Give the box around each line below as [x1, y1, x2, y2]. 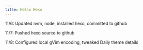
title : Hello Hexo [5, 7, 42, 12]
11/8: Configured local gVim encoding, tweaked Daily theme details [5, 39, 139, 45]
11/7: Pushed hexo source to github [5, 30, 75, 35]
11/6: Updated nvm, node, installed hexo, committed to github [5, 20, 127, 26]
